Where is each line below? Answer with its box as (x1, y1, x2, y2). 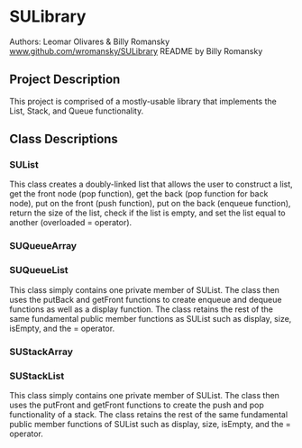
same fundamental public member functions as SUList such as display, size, (9, 313, 292, 324)
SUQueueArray (9, 240, 78, 252)
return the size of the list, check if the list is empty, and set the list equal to (9, 207, 286, 218)
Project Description (9, 72, 121, 87)
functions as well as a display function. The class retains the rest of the (9, 304, 273, 315)
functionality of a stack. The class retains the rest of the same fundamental (9, 408, 288, 420)
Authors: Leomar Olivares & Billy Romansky (9, 36, 169, 47)
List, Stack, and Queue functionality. (9, 105, 144, 116)
